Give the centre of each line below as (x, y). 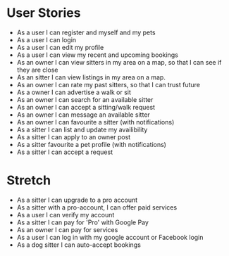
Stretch (29, 180)
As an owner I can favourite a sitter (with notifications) (95, 122)
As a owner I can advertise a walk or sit (74, 92)
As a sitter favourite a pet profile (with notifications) (92, 144)
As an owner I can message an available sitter (83, 115)
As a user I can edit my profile (60, 47)
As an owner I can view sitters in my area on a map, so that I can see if (119, 62)
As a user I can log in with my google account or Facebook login (110, 237)
